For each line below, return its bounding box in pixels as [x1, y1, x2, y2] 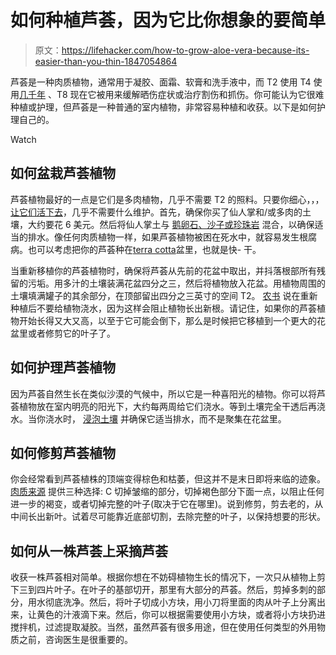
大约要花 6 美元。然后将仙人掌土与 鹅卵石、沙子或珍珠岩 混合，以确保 [27, 218, 315, 230]
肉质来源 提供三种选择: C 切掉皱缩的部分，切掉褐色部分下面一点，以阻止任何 [10, 486, 325, 498]
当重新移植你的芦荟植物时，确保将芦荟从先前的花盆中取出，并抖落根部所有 [10, 264, 317, 276]
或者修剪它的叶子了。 [27, 327, 116, 339]
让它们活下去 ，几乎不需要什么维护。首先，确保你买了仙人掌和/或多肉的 [10, 206, 303, 218]
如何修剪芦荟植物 [10, 444, 116, 461]
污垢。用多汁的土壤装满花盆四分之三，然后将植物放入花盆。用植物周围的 [27, 277, 326, 289]
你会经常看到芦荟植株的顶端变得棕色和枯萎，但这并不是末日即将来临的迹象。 [10, 473, 326, 485]
